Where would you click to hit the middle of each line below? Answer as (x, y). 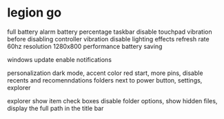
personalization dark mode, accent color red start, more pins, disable (105, 73)
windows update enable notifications (60, 59)
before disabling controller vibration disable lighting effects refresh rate (108, 39)
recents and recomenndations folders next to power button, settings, (105, 80)
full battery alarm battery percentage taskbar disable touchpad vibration (110, 32)
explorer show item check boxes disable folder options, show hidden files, (112, 100)
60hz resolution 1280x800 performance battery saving (85, 46)
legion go (34, 13)
